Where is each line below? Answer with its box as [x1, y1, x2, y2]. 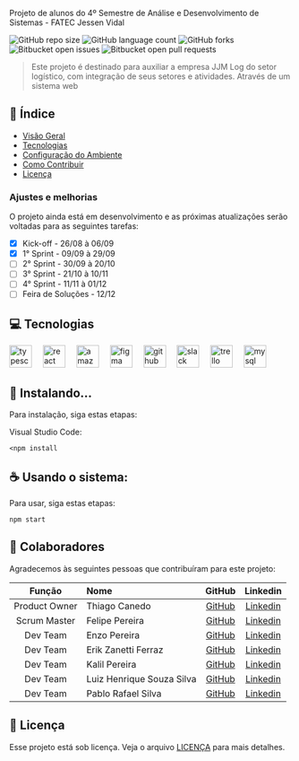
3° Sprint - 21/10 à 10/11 [21, 268, 109, 279]
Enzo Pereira [86, 628, 141, 641]
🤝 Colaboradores [9, 539, 106, 555]
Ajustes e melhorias [9, 190, 98, 203]
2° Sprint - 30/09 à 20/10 [21, 258, 115, 269]
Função [30, 584, 63, 597]
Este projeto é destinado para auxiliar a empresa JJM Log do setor [30, 62, 278, 72]
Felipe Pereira [86, 614, 145, 626]
